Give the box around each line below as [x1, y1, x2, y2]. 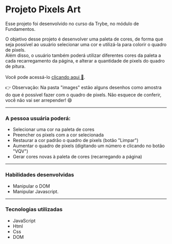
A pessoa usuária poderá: [5, 114, 71, 121]
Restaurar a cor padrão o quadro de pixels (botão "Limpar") [12, 137, 139, 144]
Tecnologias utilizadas [5, 206, 63, 213]
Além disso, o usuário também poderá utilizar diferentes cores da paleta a [5, 52, 161, 58]
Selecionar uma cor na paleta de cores [12, 127, 95, 133]
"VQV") [12, 148, 29, 154]
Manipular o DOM [12, 183, 50, 189]
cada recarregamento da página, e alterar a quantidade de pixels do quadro [5, 57, 165, 64]
